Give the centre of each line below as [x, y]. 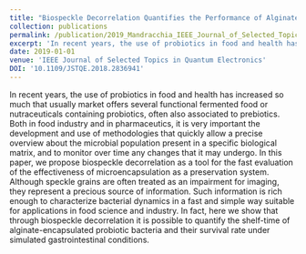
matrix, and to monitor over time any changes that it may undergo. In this [146, 152]
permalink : [30, 35]
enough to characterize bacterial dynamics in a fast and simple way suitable [152, 200]
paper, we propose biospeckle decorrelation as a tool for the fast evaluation [152, 162]
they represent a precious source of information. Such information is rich [146, 191]
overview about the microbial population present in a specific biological [143, 143]
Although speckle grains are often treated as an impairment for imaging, [144, 181]
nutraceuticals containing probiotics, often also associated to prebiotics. [145, 114]
